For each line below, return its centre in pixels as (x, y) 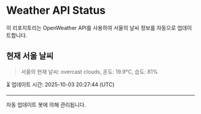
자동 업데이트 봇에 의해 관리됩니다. (46, 104)
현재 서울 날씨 (30, 56)
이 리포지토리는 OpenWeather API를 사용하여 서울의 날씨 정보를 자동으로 (91, 28)
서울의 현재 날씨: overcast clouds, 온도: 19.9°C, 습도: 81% (89, 71)
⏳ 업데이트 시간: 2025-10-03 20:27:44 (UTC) (60, 84)
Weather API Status (56, 10)
